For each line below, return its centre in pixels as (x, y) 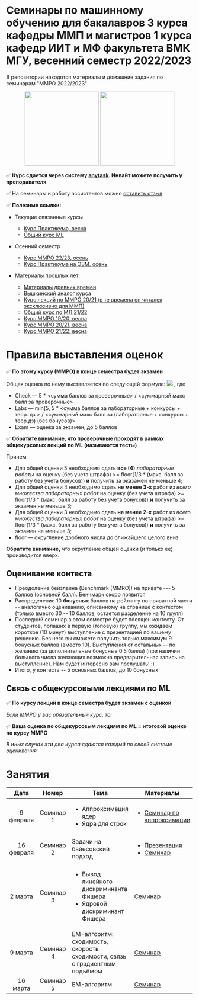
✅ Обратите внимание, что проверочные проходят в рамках (85, 438)
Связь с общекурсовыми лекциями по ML (88, 689)
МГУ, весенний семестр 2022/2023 (99, 61)
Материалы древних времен (60, 287)
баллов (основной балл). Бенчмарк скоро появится (80, 594)
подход (82, 857)
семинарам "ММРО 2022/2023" (47, 83)
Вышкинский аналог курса (57, 293)
